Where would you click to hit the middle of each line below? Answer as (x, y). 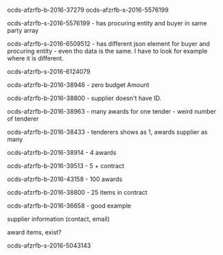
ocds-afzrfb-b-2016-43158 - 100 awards (65, 179)
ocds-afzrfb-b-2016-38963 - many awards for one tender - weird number (112, 111)
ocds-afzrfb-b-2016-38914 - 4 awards (62, 153)
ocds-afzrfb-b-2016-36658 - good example (69, 206)
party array (23, 31)
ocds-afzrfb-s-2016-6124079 (49, 72)
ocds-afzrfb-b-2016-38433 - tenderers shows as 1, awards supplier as (107, 132)
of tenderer (23, 119)
